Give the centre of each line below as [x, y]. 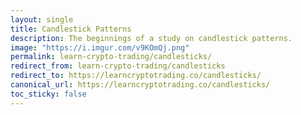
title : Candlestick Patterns [71, 29]
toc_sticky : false [48, 94]
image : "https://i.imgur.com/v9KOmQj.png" [100, 47]
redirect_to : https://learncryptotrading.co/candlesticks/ [136, 76]
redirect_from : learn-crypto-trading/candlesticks [118, 66]
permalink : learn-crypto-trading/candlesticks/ [111, 57]
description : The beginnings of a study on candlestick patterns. [151, 38]
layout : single [42, 19]
